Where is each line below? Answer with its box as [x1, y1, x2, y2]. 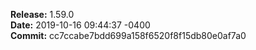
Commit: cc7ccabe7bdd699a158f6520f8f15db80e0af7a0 [10, 30, 247, 41]
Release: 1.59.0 [10, 9, 75, 20]
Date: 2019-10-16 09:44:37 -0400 [10, 19, 151, 31]
